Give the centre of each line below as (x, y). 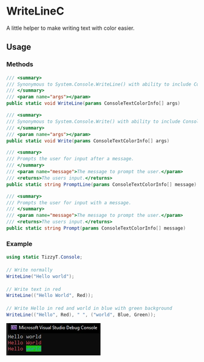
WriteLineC (36, 11)
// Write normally (29, 270)
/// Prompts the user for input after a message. (70, 159)
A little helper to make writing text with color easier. (70, 28)
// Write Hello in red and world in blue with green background (89, 309)
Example (19, 244)
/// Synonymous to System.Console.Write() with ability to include (93, 121)
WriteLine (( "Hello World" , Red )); (50, 296)
